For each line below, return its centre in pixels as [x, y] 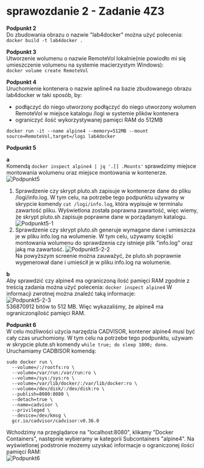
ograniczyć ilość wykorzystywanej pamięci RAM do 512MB [89, 120]
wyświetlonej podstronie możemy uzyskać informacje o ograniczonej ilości [100, 445]
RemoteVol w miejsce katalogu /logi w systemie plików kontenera [97, 113]
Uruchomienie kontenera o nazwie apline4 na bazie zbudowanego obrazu [99, 88]
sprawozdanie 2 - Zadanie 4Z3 [86, 11]
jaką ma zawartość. [40, 249]
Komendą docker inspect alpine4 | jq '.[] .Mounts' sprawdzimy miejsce [101, 166]
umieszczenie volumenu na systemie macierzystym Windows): [85, 65]
